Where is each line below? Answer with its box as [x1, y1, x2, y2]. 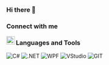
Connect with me [6, 21, 58, 30]
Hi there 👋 [6, 6, 37, 14]
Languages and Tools [16, 38, 81, 47]
